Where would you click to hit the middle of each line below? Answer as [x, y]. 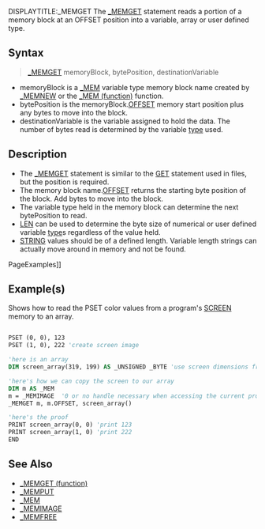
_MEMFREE [38, 516]
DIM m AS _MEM [32, 388]
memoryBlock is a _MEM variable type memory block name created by [134, 87]
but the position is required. [64, 182]
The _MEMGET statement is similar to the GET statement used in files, [133, 173]
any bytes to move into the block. [74, 112]
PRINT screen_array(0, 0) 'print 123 [70, 425]
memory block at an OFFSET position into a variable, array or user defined [129, 20]
